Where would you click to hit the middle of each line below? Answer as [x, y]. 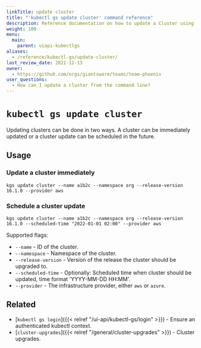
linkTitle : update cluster [40, 12]
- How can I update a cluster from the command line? [81, 86]
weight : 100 [21, 29]
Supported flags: [27, 235]
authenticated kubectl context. [53, 326]
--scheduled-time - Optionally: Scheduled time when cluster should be [103, 272]
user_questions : [27, 80]
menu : [13, 35]
